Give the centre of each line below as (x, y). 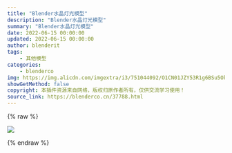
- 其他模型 (33, 59)
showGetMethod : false (38, 84)
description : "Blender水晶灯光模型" (57, 20)
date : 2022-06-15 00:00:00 (46, 33)
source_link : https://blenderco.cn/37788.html (75, 97)
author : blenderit (33, 45)
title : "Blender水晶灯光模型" (47, 13)
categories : (24, 65)
